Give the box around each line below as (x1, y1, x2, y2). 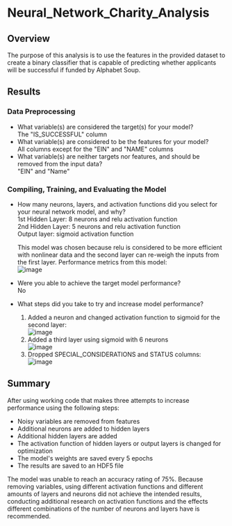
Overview (7, 33, 51, 45)
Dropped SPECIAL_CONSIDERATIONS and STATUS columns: (27, 350, 201, 358)
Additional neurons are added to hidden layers (17, 424, 150, 433)
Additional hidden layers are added (17, 431, 118, 440)
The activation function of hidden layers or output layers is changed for (17, 439, 222, 447)
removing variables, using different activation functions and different (7, 482, 204, 491)
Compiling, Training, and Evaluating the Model (7, 184, 167, 194)
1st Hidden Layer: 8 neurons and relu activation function (17, 214, 178, 223)
